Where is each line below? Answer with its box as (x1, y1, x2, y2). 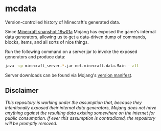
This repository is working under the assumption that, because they (5, 99, 142, 105)
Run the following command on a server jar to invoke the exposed (5, 49, 138, 54)
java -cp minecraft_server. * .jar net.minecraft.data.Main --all (5, 63, 139, 68)
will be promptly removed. (5, 120, 58, 126)
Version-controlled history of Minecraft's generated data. (5, 19, 120, 25)
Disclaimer (5, 86, 39, 95)
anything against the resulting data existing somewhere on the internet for (5, 110, 155, 116)
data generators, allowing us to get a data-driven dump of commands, (5, 34, 147, 40)
